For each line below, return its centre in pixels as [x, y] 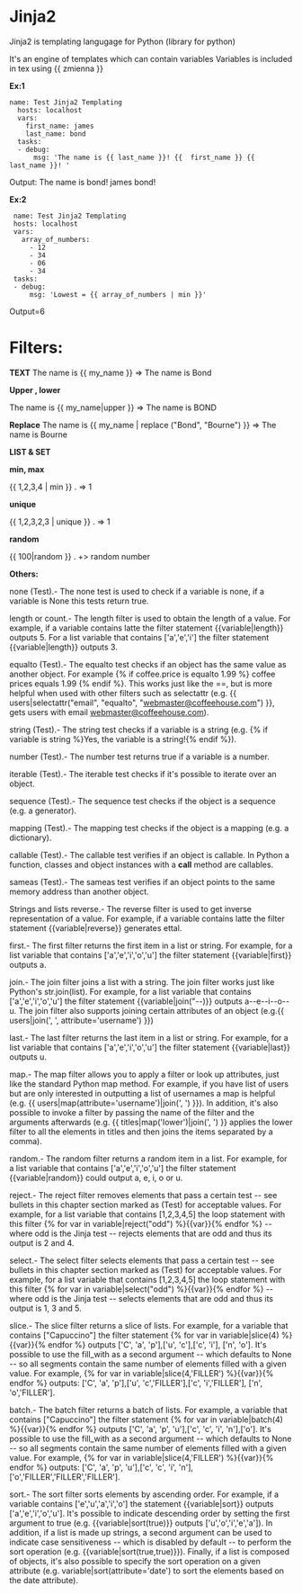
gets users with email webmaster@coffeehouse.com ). [109, 712]
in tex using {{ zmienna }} [57, 68]
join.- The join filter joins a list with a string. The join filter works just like [142, 981]
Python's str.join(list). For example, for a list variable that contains [130, 991]
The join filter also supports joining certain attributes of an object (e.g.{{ [151, 1010]
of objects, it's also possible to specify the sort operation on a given [135, 1561]
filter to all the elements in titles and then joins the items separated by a [142, 1132]
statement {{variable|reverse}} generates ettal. [96, 927]
